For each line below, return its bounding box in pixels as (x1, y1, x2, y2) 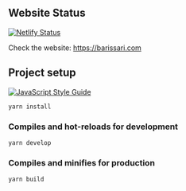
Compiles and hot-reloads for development (8, 121, 179, 132)
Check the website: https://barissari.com (8, 43, 141, 53)
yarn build (8, 175, 45, 184)
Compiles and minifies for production (8, 157, 155, 168)
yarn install (8, 103, 52, 111)
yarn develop (8, 138, 52, 146)
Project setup (8, 66, 77, 80)
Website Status (8, 6, 86, 20)
